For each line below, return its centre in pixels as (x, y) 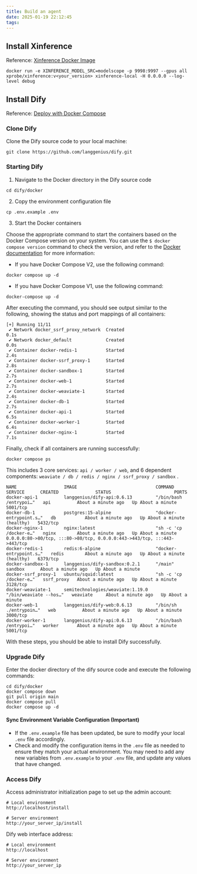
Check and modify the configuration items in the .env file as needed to (100, 746)
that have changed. (38, 764)
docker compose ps (28, 459)
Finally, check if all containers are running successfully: (73, 448)
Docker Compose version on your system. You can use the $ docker (88, 240)
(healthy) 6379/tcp (33, 559)
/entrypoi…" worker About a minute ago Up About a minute (91, 625)
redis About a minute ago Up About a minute (118, 554)
